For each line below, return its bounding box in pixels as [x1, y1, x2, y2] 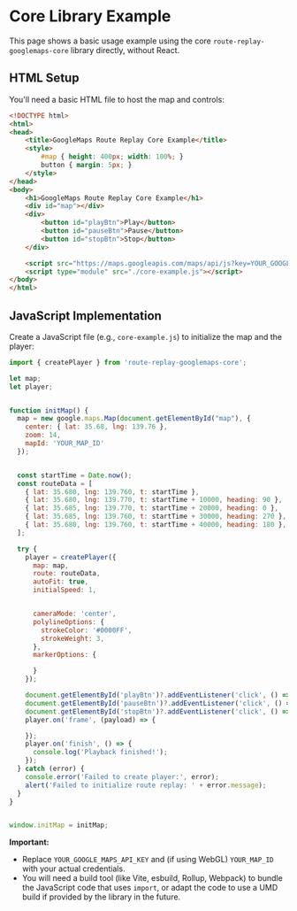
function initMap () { [9, 405, 89, 415]
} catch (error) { [17, 764, 86, 774]
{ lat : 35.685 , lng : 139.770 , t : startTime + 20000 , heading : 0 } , [25, 504, 279, 513]
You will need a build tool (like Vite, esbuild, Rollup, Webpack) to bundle [21, 873, 283, 884]
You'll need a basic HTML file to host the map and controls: [9, 94, 225, 104]
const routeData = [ [17, 479, 93, 488]
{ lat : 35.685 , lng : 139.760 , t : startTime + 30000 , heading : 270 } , [25, 512, 287, 521]
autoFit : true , [32, 577, 89, 586]
